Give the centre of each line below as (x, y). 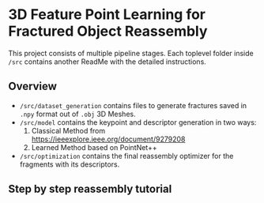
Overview (33, 86)
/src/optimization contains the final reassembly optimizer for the (126, 156)
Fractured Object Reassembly (108, 31)
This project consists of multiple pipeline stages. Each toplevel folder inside (131, 53)
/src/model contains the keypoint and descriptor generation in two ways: (138, 122)
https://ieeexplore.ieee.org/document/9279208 (108, 139)
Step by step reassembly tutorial (90, 189)
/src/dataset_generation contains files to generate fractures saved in (133, 105)
